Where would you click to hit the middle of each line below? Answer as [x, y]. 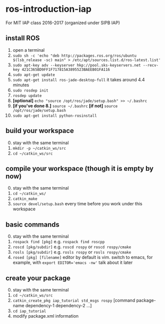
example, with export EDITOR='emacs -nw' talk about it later [73, 262]
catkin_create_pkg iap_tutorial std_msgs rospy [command [74, 300]
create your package [38, 278]
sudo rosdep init [31, 90]
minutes [21, 85]
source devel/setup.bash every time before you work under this [77, 204]
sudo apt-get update [34, 75]
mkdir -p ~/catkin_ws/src [39, 148]
